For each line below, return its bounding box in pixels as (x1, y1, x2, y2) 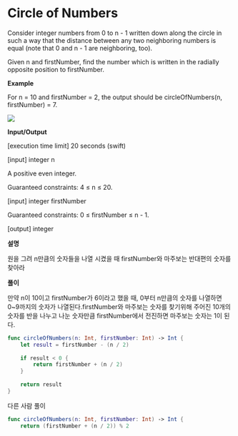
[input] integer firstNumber (7, 196, 87, 205)
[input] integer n (7, 155, 55, 163)
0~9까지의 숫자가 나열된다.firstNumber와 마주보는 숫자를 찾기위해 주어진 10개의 (7, 302, 231, 311)
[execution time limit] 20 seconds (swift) (7, 141, 127, 150)
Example (7, 78, 34, 87)
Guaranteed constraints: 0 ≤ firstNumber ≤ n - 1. (7, 211, 149, 219)
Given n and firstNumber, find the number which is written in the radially (7, 57, 219, 66)
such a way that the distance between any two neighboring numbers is (7, 36, 217, 44)
